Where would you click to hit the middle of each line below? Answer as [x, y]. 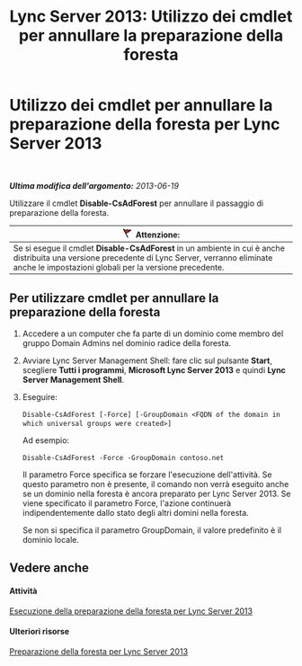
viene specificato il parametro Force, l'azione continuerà [127, 503]
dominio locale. [50, 540]
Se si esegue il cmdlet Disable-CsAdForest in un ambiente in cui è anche [149, 248]
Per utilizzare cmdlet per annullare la [114, 298]
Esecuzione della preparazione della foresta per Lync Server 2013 [131, 611]
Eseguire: [40, 397]
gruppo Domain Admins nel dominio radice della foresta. [127, 343]
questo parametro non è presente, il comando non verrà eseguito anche [155, 484]
